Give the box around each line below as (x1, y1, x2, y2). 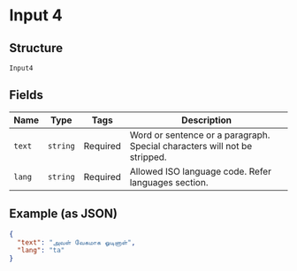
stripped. (129, 151, 167, 163)
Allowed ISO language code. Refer (129, 165, 272, 177)
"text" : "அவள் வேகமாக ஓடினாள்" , (17, 237, 136, 247)
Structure (9, 41, 64, 56)
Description (180, 114, 232, 126)
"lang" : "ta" (17, 246, 65, 255)
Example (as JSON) (9, 207, 118, 222)
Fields (9, 87, 44, 102)
